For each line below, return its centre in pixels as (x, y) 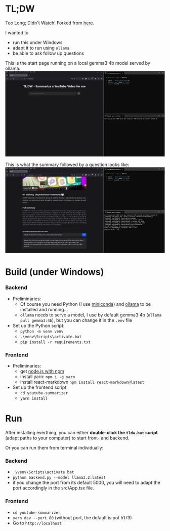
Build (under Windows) (55, 272)
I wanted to (17, 32)
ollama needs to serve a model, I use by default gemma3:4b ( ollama (91, 315)
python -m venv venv (42, 331)
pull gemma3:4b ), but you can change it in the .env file (76, 320)
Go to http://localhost (37, 523)
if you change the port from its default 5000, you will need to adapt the (86, 483)
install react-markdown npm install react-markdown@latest (82, 382)
